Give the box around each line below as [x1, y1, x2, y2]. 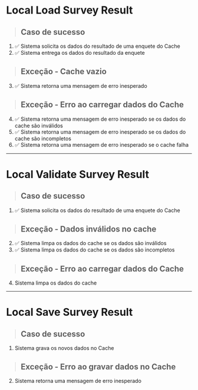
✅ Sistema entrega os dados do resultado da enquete [14, 49, 146, 56]
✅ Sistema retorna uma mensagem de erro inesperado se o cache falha [14, 141, 189, 148]
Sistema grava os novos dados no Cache [14, 345, 114, 352]
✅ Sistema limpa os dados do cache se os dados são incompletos [14, 246, 175, 253]
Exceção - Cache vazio [20, 67, 107, 77]
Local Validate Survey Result [6, 167, 149, 181]
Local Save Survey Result [6, 306, 133, 319]
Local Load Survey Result [6, 4, 133, 17]
